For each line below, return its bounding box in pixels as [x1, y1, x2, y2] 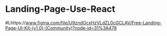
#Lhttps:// [5, 20, 26, 26]
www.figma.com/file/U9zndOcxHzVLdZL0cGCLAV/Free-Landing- [25, 20, 162, 26]
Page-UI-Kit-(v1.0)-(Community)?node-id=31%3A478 [5, 25, 117, 31]
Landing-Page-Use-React [5, 3, 116, 15]
